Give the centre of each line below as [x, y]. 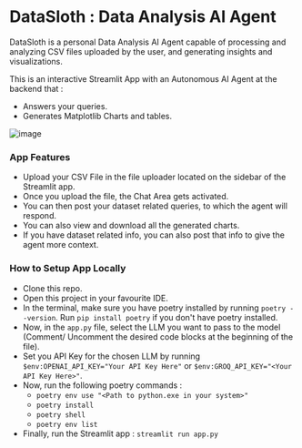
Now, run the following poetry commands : [102, 385]
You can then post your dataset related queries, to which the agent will [155, 206]
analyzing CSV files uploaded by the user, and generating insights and [141, 51]
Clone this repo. [52, 288]
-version [39, 318]
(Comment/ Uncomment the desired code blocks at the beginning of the [158, 336]
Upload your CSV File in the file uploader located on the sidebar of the [154, 177]
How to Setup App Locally [68, 269]
